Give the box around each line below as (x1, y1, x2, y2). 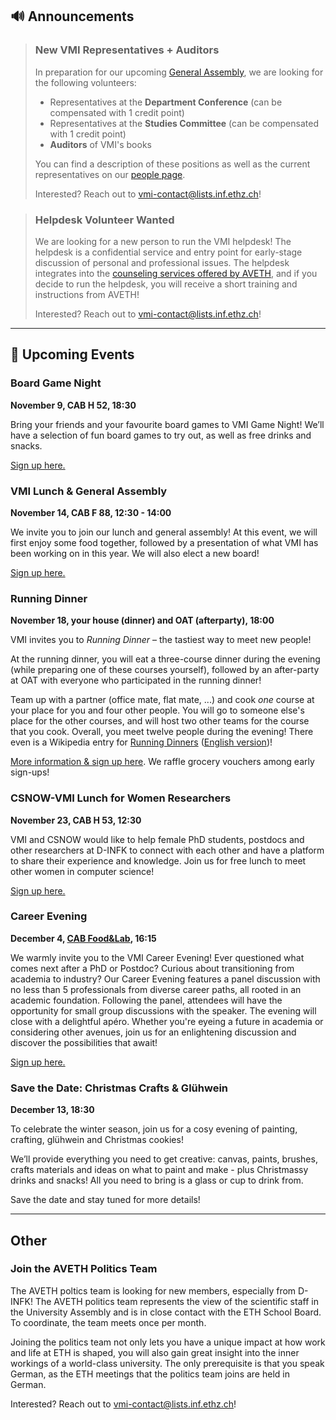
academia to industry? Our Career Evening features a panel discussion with (10, 973, 321, 985)
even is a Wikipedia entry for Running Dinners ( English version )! (10, 736, 273, 748)
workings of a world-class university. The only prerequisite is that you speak (10, 1357, 325, 1369)
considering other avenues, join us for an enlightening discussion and (10, 1026, 297, 1038)
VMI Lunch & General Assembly (10, 484, 168, 498)
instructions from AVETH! (34, 288, 140, 300)
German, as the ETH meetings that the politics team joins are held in (10, 1368, 290, 1380)
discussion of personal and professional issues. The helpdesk (34, 256, 290, 268)
